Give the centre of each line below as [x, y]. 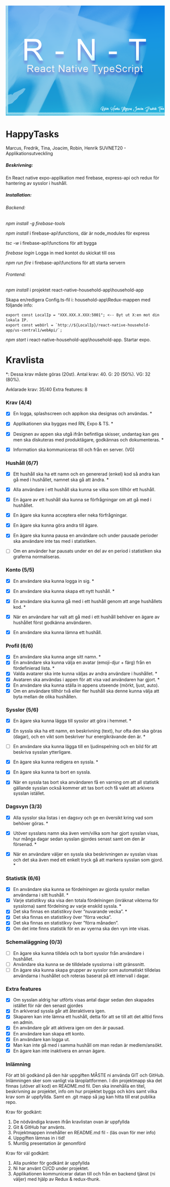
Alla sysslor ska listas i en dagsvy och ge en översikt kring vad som [83, 818]
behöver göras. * [31, 823]
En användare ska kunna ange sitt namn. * [57, 657]
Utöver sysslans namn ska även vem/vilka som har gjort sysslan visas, [86, 833]
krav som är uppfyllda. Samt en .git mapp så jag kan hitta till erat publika [81, 1097]
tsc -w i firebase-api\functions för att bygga [51, 243]
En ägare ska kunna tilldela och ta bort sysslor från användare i [78, 953]
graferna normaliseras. [37, 557]
